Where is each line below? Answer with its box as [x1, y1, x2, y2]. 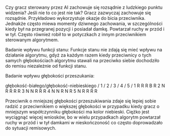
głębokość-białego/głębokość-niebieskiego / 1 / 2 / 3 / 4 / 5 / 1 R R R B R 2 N [5, 83, 165, 89]
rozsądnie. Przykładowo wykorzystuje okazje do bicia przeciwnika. [5, 15, 146, 21]
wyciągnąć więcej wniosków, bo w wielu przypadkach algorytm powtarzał [5, 114, 161, 120]
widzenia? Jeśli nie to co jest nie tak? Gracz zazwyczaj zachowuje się [5, 10, 151, 16]
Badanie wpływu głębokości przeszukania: [5, 73, 95, 78]
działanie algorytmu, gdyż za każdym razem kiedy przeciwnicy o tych [5, 52, 152, 58]
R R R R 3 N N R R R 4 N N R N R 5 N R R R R [5, 88, 98, 94]
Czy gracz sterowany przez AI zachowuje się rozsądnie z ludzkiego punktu [5, 5, 163, 10]
